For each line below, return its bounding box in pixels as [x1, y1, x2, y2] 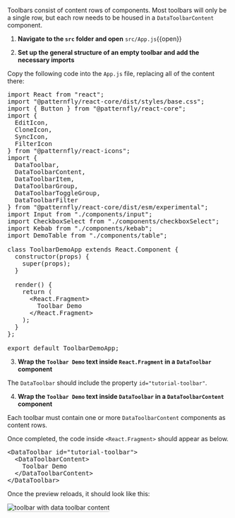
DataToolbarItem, [14, 175, 75, 183]
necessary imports [17, 56, 75, 64]
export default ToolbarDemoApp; [7, 345, 119, 352]
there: [7, 77, 25, 85]
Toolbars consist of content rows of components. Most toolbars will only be [7, 6, 227, 14]
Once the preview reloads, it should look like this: [7, 490, 150, 498]
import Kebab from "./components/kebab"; [7, 225, 153, 232]
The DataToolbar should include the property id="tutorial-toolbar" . [7, 378, 207, 387]
